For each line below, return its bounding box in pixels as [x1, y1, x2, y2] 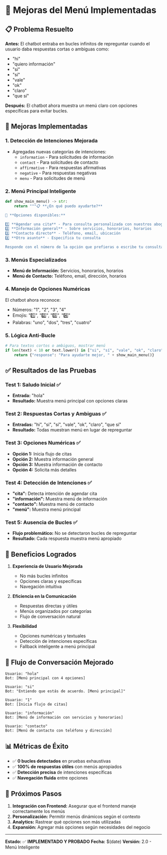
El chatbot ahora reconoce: [5, 297, 61, 303]
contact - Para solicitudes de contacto [19, 159, 98, 165]
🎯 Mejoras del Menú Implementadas [5, 4, 157, 16]
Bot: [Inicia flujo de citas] [5, 702, 68, 707]
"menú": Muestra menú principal [12, 506, 81, 512]
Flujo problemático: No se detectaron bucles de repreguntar [12, 530, 137, 536]
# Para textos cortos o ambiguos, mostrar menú [5, 343, 106, 348]
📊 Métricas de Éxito [5, 742, 69, 751]
